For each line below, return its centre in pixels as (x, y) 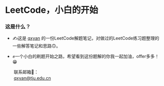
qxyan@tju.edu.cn (32, 78)
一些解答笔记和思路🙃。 (36, 46)
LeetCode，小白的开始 (52, 10)
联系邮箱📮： (26, 72)
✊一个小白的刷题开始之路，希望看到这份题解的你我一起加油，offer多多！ (86, 57)
